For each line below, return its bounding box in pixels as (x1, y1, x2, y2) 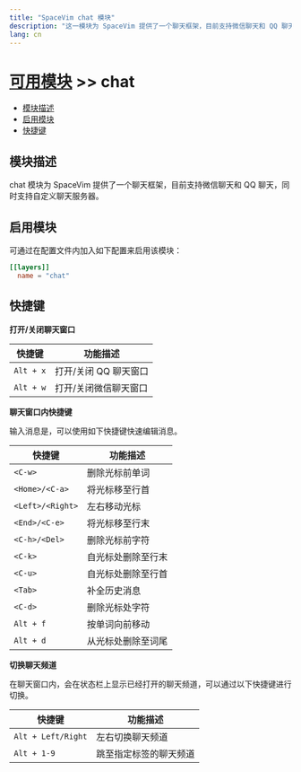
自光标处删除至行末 (86, 550, 168, 563)
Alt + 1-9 (13, 748, 56, 759)
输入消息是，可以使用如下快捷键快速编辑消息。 (9, 425, 182, 436)
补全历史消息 (86, 584, 142, 597)
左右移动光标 (86, 500, 142, 513)
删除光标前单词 (86, 466, 150, 478)
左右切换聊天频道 (95, 731, 168, 743)
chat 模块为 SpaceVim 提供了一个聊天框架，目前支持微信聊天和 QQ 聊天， (9, 180, 282, 190)
